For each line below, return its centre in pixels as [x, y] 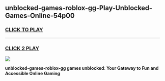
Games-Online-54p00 [40, 16]
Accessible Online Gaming [33, 73]
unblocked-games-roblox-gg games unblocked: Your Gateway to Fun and [82, 68]
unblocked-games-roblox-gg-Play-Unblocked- [79, 8]
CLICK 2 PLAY [22, 48]
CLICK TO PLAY [24, 30]
